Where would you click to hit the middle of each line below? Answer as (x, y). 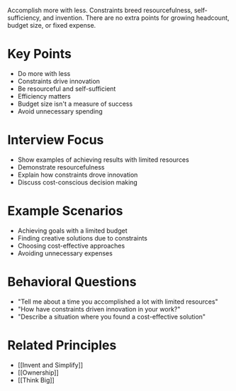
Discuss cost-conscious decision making (78, 182)
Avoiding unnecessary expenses (65, 253)
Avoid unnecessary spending (60, 111)
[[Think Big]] (36, 380)
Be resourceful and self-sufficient (67, 89)
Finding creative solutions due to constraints (82, 238)
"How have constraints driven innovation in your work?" (99, 309)
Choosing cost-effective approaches (71, 246)
